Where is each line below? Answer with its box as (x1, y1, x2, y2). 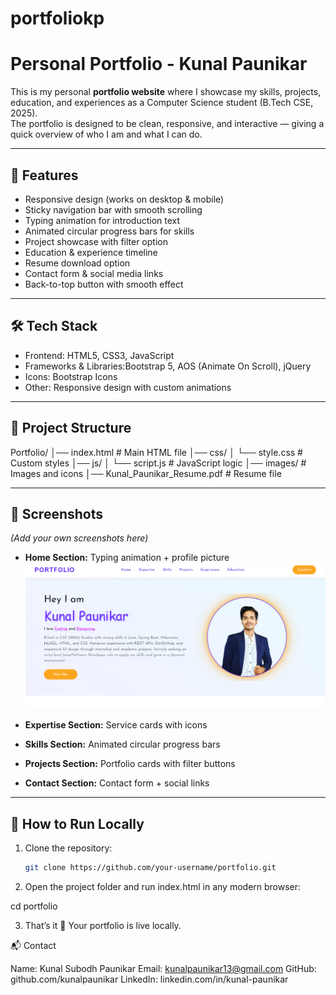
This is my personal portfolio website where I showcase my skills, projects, (10, 86, 322, 98)
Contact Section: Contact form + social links (24, 777, 210, 789)
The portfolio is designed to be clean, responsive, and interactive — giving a (10, 118, 325, 130)
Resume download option (24, 257, 131, 269)
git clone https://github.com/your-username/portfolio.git (24, 863, 277, 873)
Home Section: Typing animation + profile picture (24, 552, 230, 564)
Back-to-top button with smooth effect (24, 278, 184, 290)
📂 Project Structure (10, 420, 132, 437)
